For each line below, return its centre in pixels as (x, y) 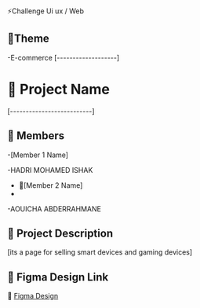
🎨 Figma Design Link (58, 277)
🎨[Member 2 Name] (51, 185)
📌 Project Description (60, 233)
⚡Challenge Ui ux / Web (45, 11)
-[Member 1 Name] (38, 155)
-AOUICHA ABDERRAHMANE (54, 209)
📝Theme (29, 39)
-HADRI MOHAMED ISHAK (50, 170)
